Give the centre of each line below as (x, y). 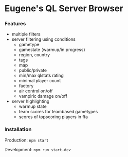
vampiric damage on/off (43, 96)
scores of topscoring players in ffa (53, 117)
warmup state (33, 106)
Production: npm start (27, 140)
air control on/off (36, 91)
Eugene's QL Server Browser (64, 9)
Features (15, 24)
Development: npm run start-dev (38, 149)
